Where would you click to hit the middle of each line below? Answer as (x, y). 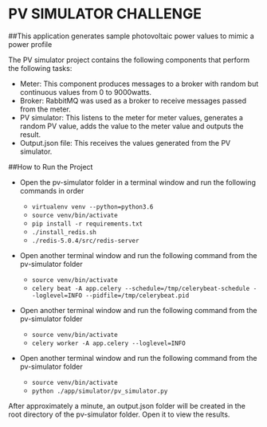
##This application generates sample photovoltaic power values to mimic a (132, 36)
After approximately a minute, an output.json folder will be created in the (127, 405)
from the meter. (45, 109)
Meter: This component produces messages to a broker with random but (139, 84)
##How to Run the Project (51, 166)
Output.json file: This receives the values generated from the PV (125, 143)
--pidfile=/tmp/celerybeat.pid (137, 296)
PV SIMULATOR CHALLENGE (105, 14)
